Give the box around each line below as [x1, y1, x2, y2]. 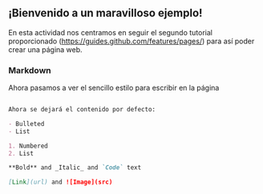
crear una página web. [8, 44, 83, 55]
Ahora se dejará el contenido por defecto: [8, 106, 156, 114]
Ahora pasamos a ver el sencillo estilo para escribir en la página [8, 83, 220, 93]
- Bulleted [8, 119, 45, 127]
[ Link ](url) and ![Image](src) [8, 178, 113, 187]
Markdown [8, 64, 51, 75]
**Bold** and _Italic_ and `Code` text [8, 164, 142, 172]
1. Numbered [8, 142, 48, 150]
